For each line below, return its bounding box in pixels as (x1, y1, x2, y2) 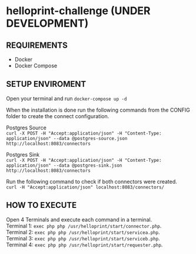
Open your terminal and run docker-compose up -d (6, 95, 127, 102)
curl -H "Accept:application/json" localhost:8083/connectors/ (6, 184, 165, 190)
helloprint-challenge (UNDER (6, 4, 151, 18)
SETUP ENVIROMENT (6, 79, 87, 89)
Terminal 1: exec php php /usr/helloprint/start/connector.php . (6, 222, 162, 229)
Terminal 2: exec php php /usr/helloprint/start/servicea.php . (6, 229, 160, 236)
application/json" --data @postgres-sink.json (6, 162, 122, 168)
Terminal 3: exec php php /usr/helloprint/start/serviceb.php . (6, 235, 160, 242)
